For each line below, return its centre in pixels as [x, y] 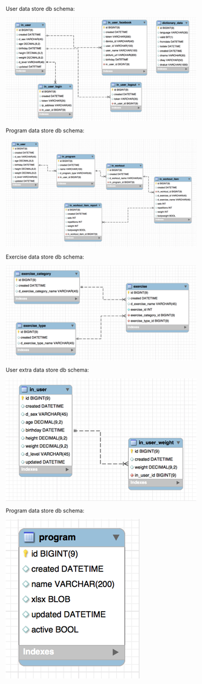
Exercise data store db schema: [45, 257]
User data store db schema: [40, 9]
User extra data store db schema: [47, 370]
